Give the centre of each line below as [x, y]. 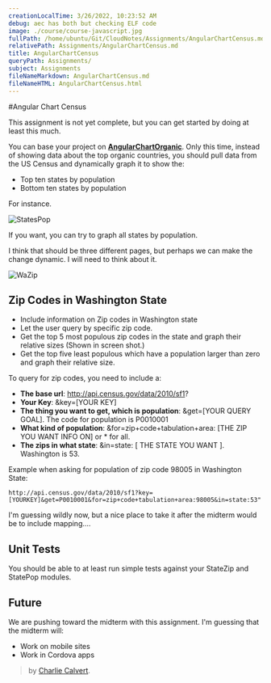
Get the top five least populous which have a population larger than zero [140, 354]
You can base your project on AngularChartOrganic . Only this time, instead [134, 146]
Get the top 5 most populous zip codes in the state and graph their [131, 337]
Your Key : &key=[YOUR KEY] [68, 403]
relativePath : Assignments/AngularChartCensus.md [94, 46]
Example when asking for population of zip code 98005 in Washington [125, 470]
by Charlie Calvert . [59, 670]
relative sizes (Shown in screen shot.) [82, 345]
